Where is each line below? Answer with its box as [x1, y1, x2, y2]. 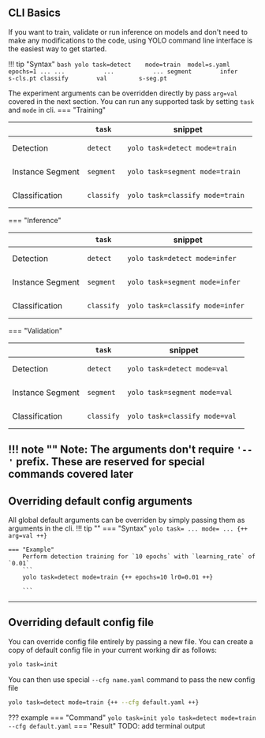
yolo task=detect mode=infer [127, 254, 237, 263]
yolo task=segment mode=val [127, 388, 233, 397]
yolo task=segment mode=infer [127, 278, 241, 286]
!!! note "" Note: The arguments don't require [8, 443, 235, 457]
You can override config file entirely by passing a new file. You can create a [8, 636, 254, 646]
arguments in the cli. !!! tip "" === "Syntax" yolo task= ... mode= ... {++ [8, 524, 248, 533]
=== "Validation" [8, 326, 63, 335]
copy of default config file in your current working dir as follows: [8, 645, 217, 654]
